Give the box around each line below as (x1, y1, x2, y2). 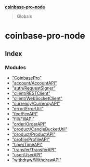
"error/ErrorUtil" (12, 106, 44, 111)
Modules (5, 64, 26, 70)
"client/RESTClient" (12, 90, 51, 96)
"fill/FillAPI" (12, 116, 35, 122)
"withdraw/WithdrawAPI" (12, 157, 62, 163)
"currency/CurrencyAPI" (12, 100, 60, 106)
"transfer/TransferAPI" (12, 147, 57, 153)
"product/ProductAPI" (12, 131, 56, 137)
